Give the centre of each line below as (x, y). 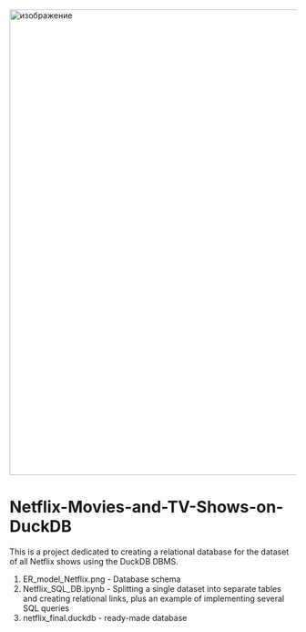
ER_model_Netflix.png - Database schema (102, 579)
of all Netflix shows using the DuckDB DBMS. (94, 561)
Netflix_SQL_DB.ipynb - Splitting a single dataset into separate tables (152, 588)
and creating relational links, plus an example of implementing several (153, 598)
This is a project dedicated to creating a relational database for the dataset (149, 552)
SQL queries (46, 608)
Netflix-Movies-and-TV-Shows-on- (147, 508)
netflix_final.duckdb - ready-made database (105, 617)
